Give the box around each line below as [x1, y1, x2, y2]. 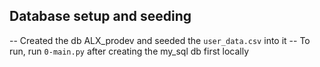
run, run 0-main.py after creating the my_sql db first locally [9, 45, 250, 57]
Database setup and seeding [9, 8, 192, 25]
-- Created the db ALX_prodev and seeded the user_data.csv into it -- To [9, 34, 311, 46]
